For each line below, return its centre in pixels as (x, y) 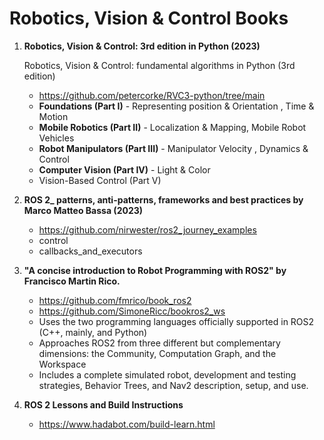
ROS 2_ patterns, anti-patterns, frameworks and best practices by (163, 199)
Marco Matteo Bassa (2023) (83, 210)
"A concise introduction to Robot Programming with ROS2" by (155, 270)
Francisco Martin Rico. (72, 281)
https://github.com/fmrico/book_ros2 (115, 300)
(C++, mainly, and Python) (93, 332)
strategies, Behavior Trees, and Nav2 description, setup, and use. (173, 385)
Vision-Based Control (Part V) (100, 180)
